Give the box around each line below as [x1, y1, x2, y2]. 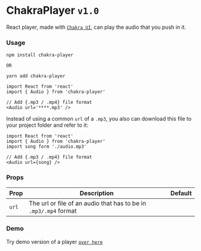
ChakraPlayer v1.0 [6, 4, 99, 17]
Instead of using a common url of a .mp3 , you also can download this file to [6, 115, 192, 122]
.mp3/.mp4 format [29, 207, 77, 215]
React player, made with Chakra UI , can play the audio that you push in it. [6, 23, 187, 31]
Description [80, 189, 114, 197]
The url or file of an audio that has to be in [29, 199, 147, 207]
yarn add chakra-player [6, 73, 66, 79]
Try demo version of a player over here [6, 238, 103, 245]
